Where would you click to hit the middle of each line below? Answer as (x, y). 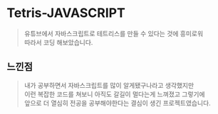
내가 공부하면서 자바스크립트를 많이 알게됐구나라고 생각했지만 (109, 85)
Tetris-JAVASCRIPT (66, 13)
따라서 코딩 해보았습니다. (58, 42)
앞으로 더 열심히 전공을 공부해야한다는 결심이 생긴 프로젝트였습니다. (117, 103)
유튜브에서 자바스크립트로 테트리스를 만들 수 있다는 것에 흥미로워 (114, 33)
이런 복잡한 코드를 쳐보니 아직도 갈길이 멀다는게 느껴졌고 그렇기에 (114, 94)
